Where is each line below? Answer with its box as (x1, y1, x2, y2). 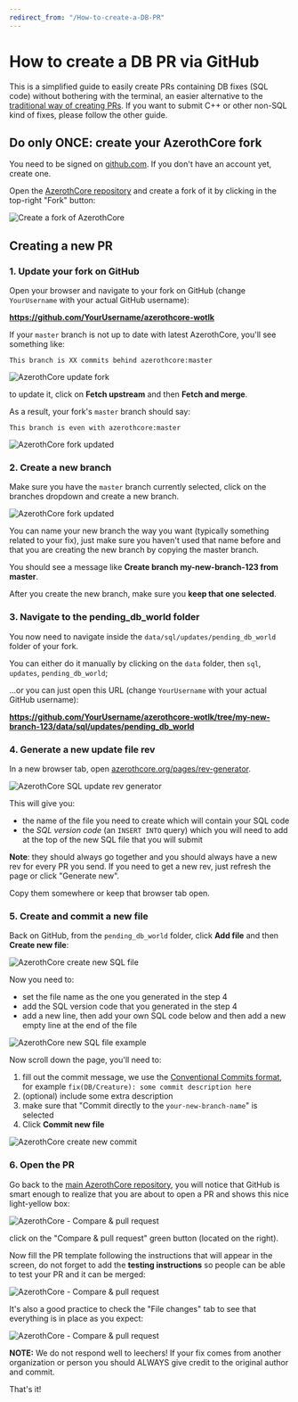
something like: (9, 339, 65, 350)
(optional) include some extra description (21, 1091, 173, 1101)
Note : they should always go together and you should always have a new (9, 851, 278, 862)
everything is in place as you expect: (9, 1313, 144, 1324)
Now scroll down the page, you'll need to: (9, 1054, 162, 1066)
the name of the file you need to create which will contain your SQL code (21, 815, 290, 826)
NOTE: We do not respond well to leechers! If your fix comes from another (9, 1348, 282, 1358)
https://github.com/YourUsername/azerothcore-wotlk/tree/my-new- (9, 711, 270, 722)
